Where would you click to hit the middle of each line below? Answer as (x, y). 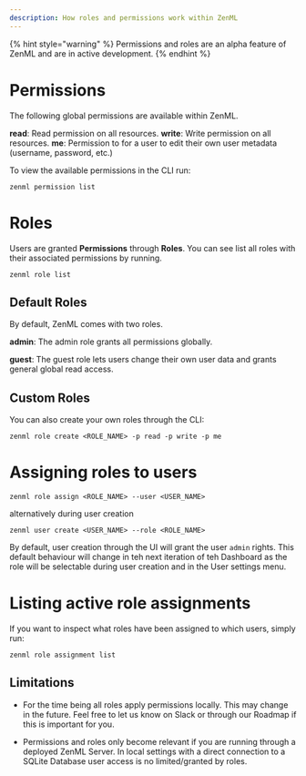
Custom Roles (50, 398)
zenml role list (40, 274)
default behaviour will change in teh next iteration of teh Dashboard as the (148, 557)
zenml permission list (52, 187)
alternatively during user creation (71, 514)
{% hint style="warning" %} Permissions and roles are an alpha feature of (148, 44)
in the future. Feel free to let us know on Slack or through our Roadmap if (159, 714)
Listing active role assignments (130, 603)
